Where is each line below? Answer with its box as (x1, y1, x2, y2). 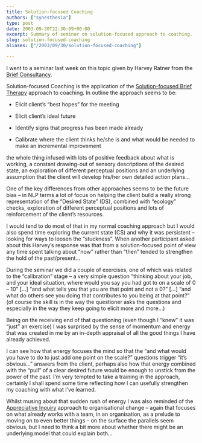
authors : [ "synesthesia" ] (6, 15, 71, 21)
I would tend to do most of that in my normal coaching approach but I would (6, 222, 195, 230)
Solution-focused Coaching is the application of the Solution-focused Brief (6, 82, 192, 89)
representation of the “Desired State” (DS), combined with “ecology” (6, 198, 177, 205)
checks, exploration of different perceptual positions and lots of (6, 204, 165, 212)
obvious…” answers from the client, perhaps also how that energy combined (6, 360, 196, 367)
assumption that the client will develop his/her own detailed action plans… (6, 173, 190, 180)
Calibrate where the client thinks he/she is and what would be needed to (14, 135, 195, 143)
